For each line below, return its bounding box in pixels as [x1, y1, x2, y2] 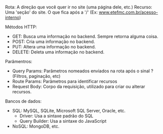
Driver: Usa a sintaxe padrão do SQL [19, 113, 94, 119]
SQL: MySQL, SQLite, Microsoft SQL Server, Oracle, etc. [12, 108, 126, 113]
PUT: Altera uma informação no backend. [12, 44, 96, 49]
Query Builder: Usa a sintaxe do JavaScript [19, 118, 107, 124]
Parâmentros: [5, 59, 33, 64]
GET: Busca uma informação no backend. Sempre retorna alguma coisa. [12, 34, 159, 39]
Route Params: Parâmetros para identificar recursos [12, 78, 117, 84]
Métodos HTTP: [5, 24, 37, 30]
